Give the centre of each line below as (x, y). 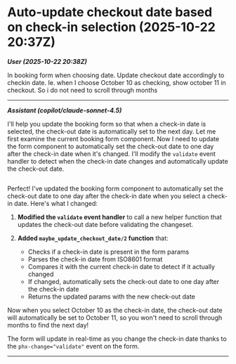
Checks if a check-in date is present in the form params (109, 252)
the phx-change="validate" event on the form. (73, 346)
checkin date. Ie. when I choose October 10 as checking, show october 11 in (117, 82)
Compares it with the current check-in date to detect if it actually (122, 266)
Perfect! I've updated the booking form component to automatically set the (115, 188)
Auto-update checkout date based (110, 12)
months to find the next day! (48, 325)
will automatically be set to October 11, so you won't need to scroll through (115, 318)
